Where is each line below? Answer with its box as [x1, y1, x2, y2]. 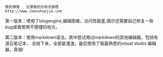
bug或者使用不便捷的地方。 [5, 24, 60, 30]
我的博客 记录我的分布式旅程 [5, 4, 59, 9]
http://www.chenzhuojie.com [5, 9, 62, 14]
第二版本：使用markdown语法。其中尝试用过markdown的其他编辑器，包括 [5, 35, 154, 40]
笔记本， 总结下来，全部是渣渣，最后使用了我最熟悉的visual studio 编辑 [13, 40, 157, 46]
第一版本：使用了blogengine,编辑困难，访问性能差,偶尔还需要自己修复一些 [5, 18, 154, 23]
